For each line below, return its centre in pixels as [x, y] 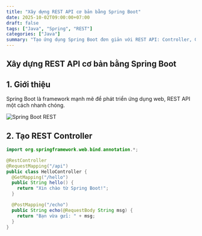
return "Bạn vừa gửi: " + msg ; [56, 216]
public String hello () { [43, 183]
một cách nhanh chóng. [35, 105]
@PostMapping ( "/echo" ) [40, 205]
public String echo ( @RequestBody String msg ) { [72, 210]
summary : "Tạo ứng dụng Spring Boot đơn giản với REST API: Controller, [99, 40]
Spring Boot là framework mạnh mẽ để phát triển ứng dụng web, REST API [98, 99]
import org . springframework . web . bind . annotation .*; [72, 150]
